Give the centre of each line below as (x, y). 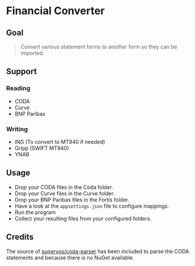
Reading (18, 88)
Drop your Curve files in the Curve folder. (65, 193)
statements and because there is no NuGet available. (70, 257)
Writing (17, 129)
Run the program (35, 212)
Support (22, 72)
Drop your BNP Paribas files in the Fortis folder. (72, 199)
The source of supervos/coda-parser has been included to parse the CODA (98, 251)
